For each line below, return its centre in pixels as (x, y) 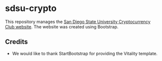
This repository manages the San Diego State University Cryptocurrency (78, 22)
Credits (17, 42)
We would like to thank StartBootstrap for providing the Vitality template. (85, 53)
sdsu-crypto (31, 8)
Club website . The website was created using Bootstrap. (62, 26)
